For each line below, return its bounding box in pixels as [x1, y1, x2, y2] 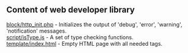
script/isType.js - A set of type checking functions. [6, 33, 134, 41]
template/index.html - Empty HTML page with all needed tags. [6, 40, 163, 47]
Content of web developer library [6, 5, 136, 15]
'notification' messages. [6, 27, 67, 34]
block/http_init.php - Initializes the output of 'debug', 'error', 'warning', [6, 20, 183, 28]
